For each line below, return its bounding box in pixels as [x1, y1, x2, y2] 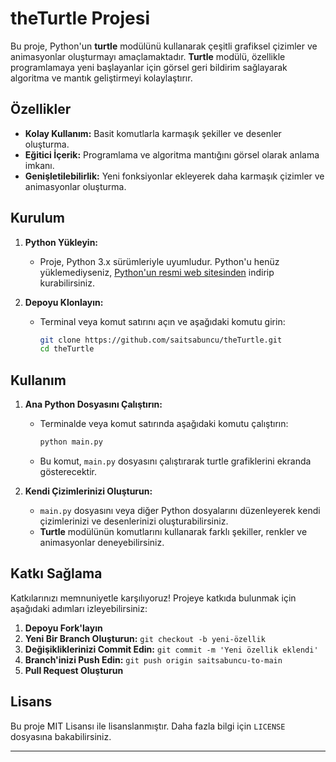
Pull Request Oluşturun [24, 664, 124, 676]
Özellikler [10, 101, 72, 118]
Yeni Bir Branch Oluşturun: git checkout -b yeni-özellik [24, 632, 266, 644]
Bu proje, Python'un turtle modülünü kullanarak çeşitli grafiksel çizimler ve [10, 40, 318, 52]
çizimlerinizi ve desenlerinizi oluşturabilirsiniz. [39, 515, 229, 527]
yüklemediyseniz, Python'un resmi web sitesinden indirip [39, 266, 275, 278]
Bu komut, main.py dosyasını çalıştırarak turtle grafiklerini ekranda [39, 455, 312, 467]
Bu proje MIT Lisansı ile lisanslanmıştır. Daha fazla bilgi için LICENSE [10, 720, 286, 732]
